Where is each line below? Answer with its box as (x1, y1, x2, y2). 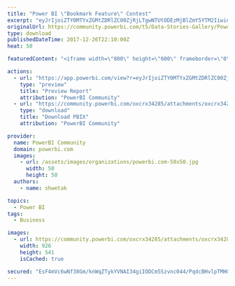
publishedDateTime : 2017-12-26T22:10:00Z (7, 36, 130, 43)
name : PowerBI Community (13, 139, 86, 146)
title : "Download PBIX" (20, 113, 90, 121)
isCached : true (20, 255, 64, 262)
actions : (7, 68, 33, 75)
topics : (7, 197, 30, 204)
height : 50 (25, 172, 58, 179)
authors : (13, 178, 39, 185)
